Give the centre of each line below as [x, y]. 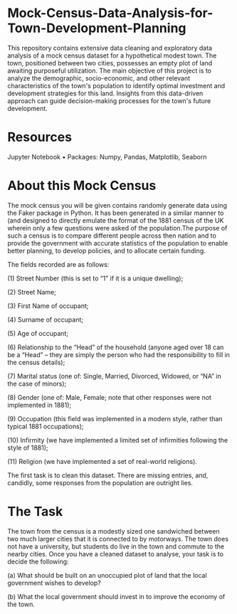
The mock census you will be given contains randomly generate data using [117, 205]
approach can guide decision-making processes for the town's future [109, 100]
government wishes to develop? [54, 583]
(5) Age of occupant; [38, 333]
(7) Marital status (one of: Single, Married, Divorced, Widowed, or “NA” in [115, 376]
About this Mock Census [82, 186]
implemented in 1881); [39, 405]
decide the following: [38, 561]
